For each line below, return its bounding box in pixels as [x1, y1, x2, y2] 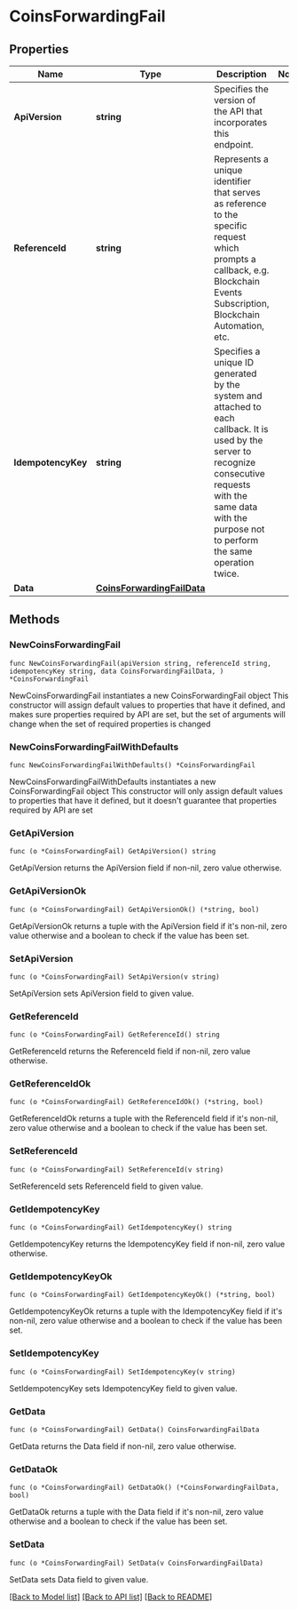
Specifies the [214, 83, 269, 95]
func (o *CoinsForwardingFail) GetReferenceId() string [9, 1030, 220, 1039]
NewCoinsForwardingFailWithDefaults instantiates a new [9, 776, 216, 787]
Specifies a [214, 345, 261, 357]
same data [214, 501, 258, 513]
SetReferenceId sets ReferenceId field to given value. [9, 1181, 204, 1191]
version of [214, 94, 256, 106]
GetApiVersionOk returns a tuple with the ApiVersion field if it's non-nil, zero [9, 920, 287, 931]
